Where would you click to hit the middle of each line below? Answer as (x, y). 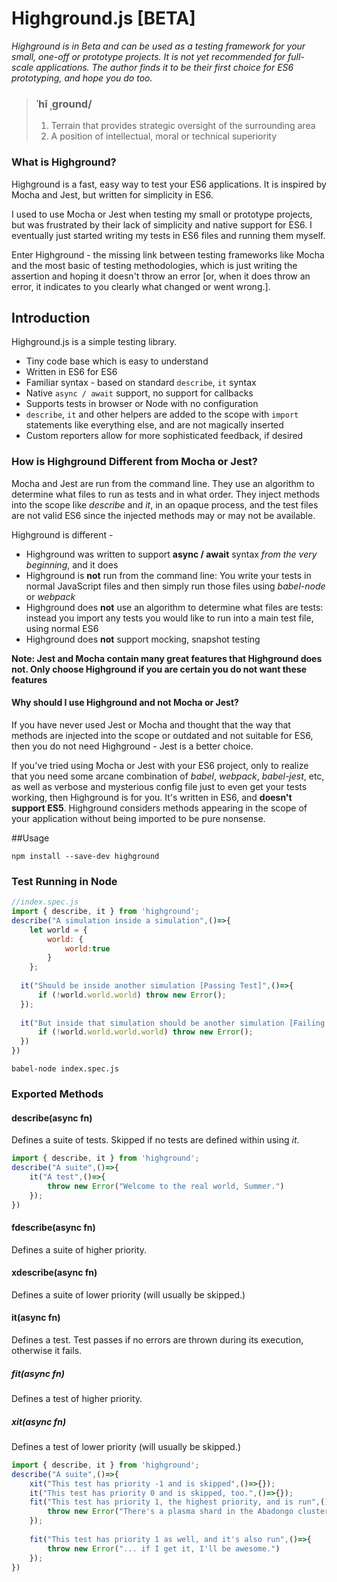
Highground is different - (62, 534)
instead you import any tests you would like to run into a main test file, (169, 618)
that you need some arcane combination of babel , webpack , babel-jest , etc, (168, 776)
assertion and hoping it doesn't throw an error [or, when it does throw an (161, 276)
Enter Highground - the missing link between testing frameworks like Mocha (168, 254)
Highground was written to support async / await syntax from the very (171, 554)
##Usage (30, 838)
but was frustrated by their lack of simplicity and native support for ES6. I (162, 224)
